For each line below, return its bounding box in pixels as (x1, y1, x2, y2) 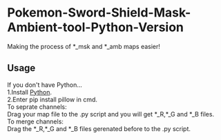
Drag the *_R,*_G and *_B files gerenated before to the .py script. (7, 124, 191, 132)
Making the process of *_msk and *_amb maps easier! (7, 42, 161, 50)
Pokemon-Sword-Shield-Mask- (7, 5, 191, 21)
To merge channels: (7, 117, 64, 126)
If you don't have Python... (7, 81, 83, 89)
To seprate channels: (7, 102, 67, 111)
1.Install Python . (7, 88, 52, 96)
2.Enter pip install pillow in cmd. (7, 95, 98, 103)
